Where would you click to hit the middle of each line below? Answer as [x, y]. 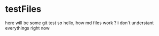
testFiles [23, 9]
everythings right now [27, 28]
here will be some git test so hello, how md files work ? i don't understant [79, 23]
